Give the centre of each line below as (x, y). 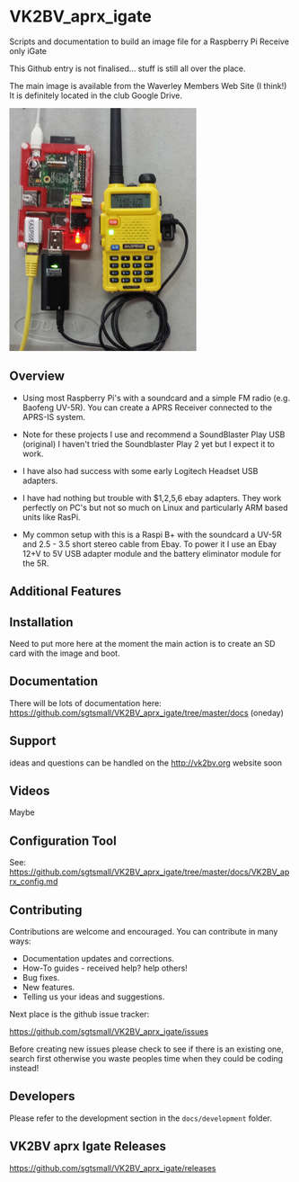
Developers (42, 1096)
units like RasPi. (51, 517)
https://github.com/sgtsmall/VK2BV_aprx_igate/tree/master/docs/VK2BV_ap (149, 872)
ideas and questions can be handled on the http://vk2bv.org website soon (146, 763)
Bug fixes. (41, 978)
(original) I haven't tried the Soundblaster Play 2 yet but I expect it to (149, 443)
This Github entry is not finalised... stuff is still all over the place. (128, 68)
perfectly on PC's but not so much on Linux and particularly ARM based (155, 507)
